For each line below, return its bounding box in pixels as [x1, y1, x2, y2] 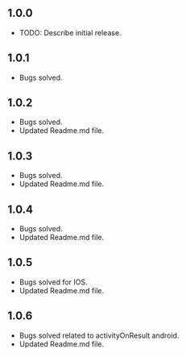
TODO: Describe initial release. [19, 27, 122, 37]
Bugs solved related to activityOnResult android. [19, 330, 180, 340]
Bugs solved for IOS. [19, 277, 88, 287]
